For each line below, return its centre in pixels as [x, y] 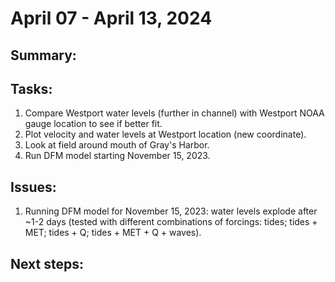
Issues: [33, 187]
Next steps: [47, 263]
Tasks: [31, 88]
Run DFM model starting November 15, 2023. [117, 156]
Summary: [43, 55]
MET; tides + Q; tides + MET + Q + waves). [113, 233]
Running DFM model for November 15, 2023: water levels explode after [171, 211]
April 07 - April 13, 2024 [111, 18]
